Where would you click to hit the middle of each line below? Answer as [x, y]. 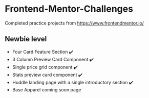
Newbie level [26, 39]
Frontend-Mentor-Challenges [69, 9]
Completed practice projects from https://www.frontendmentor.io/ [74, 23]
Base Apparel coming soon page [47, 89]
